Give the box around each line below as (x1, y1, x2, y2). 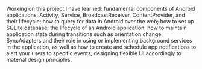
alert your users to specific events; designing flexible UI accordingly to (6, 50, 182, 56)
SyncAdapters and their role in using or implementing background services (6, 37, 192, 44)
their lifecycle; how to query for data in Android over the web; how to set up (6, 18, 194, 25)
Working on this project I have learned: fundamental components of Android (6, 5, 195, 12)
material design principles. (6, 56, 72, 63)
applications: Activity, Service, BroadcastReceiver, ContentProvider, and (6, 11, 186, 19)
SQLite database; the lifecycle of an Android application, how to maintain (6, 24, 187, 31)
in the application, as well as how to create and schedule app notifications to (6, 43, 197, 50)
